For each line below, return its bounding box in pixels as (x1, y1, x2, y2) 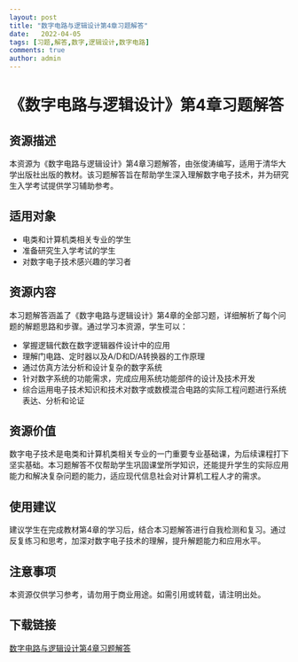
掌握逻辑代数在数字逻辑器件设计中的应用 (21, 339, 170, 350)
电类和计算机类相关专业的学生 (21, 234, 131, 245)
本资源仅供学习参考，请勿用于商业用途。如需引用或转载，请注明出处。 (9, 589, 266, 600)
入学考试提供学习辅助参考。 (16, 181, 118, 191)
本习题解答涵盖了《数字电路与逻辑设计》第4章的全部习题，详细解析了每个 (9, 309, 279, 320)
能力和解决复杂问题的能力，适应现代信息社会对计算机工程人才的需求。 (9, 471, 266, 481)
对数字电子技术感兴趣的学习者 (21, 256, 131, 267)
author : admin (9, 54, 62, 63)
